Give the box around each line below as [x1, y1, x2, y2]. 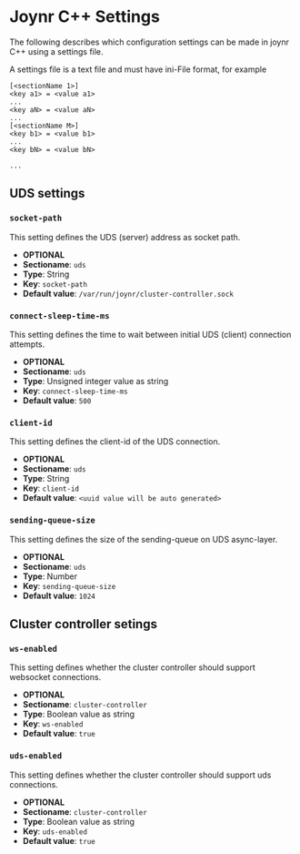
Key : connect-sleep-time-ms [22, 385, 129, 396]
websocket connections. [9, 672, 102, 683]
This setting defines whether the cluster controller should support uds [9, 769, 272, 780]
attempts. [9, 339, 45, 350]
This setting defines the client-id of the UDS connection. [9, 436, 221, 447]
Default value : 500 [22, 394, 92, 406]
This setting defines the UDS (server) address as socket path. [9, 231, 241, 242]
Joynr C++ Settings [9, 6, 161, 27]
